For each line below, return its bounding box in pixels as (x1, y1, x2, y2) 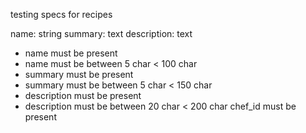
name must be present (24, 47, 118, 59)
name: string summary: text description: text (10, 28, 193, 39)
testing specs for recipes (10, 9, 113, 20)
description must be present (24, 90, 142, 101)
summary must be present (24, 69, 134, 80)
